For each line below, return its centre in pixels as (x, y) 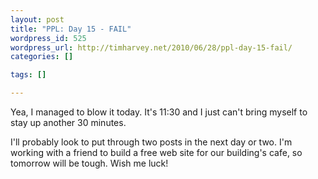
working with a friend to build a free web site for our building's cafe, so (156, 152)
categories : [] (42, 57)
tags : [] (28, 75)
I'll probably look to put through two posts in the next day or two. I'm (151, 142)
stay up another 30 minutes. (68, 122)
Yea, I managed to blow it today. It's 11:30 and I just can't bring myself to (159, 112)
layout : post (37, 19)
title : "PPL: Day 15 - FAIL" (71, 29)
